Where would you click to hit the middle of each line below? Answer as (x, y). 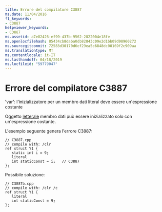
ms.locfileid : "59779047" (31, 64)
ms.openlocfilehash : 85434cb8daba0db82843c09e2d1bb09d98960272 (71, 42)
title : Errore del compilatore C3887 (43, 10)
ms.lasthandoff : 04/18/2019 (34, 60)
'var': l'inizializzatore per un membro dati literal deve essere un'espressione (81, 102)
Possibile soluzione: (25, 175)
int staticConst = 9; (33, 201)
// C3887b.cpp (20, 184)
